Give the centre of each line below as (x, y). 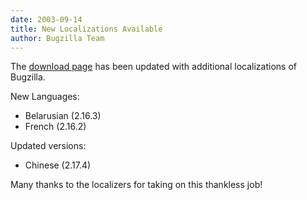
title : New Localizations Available (86, 29)
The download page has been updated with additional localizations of (153, 67)
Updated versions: (48, 146)
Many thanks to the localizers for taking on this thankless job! (136, 185)
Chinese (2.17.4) (58, 165)
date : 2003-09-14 (46, 19)
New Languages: (45, 97)
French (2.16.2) (55, 127)
